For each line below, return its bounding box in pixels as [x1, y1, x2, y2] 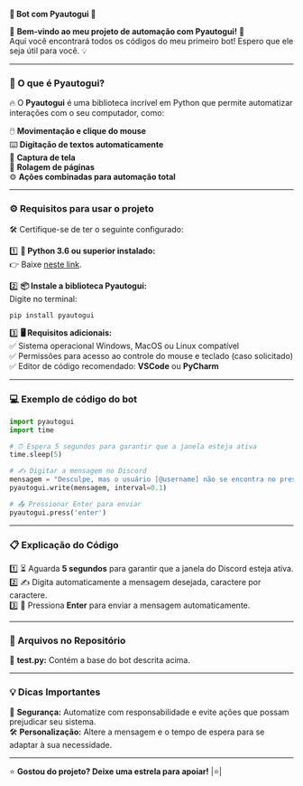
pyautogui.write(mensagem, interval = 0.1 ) [9, 484, 168, 493]
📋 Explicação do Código [9, 538, 119, 551]
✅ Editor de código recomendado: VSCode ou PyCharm [9, 361, 219, 372]
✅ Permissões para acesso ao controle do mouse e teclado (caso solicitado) [9, 351, 293, 362]
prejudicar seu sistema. [9, 715, 96, 727]
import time [9, 425, 54, 434]
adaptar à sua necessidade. [9, 739, 113, 750]
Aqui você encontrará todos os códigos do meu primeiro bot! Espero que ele [9, 36, 294, 46]
